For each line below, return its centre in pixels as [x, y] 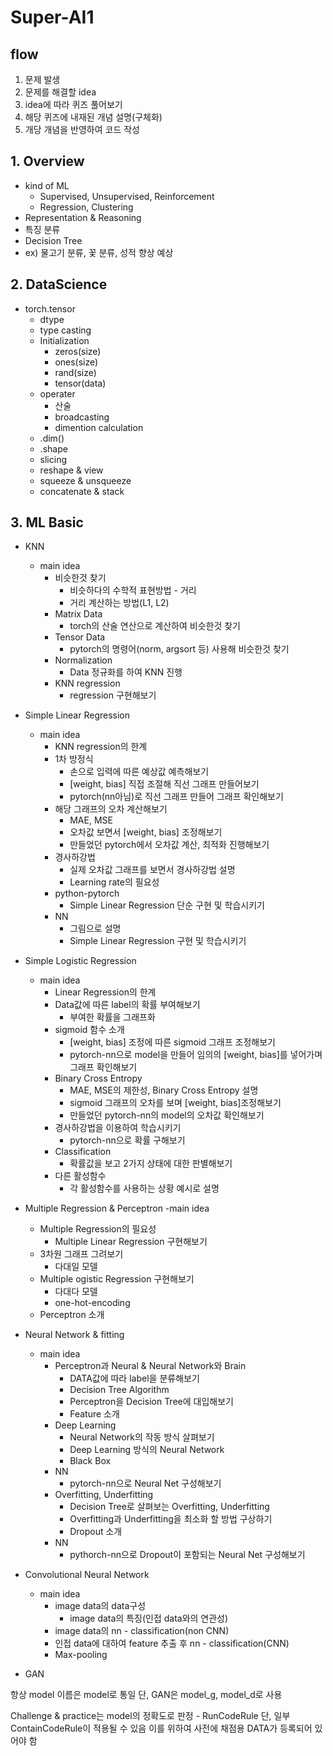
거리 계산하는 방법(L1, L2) [119, 603]
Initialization [64, 340]
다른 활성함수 [80, 1176]
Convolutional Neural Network [87, 1575]
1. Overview [47, 161]
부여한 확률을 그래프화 [112, 1017]
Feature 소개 [94, 1414]
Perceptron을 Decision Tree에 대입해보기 [151, 1402]
